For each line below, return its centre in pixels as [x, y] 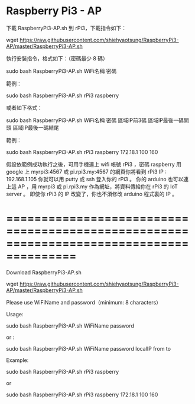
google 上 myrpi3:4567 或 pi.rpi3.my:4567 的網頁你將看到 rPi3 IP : [86, 171]
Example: [17, 360]
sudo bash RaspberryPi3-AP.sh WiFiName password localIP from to [89, 348]
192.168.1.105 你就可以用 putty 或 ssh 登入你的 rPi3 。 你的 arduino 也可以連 [97, 179]
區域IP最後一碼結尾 [36, 127]
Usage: [15, 314]
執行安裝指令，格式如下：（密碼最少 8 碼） [57, 58]
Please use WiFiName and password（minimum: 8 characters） [84, 302]
